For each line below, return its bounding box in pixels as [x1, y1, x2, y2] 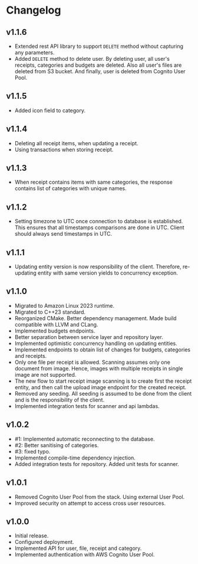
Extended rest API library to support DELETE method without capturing [14, 43, 184, 50]
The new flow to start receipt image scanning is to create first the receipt [14, 377, 192, 384]
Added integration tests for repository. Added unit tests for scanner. [14, 460, 180, 467]
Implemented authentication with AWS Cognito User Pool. [14, 551, 155, 558]
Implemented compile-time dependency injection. [14, 454, 136, 461]
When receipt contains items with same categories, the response [14, 178, 173, 186]
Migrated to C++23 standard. [14, 308, 86, 315]
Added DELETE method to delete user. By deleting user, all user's [14, 56, 170, 62]
